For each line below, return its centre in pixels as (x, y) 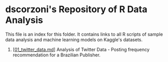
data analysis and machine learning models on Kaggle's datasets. (74, 40)
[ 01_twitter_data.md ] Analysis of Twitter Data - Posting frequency (81, 49)
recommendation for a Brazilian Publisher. (57, 55)
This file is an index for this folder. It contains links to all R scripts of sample (84, 34)
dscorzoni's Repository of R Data (76, 9)
